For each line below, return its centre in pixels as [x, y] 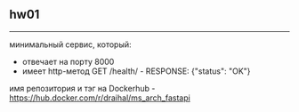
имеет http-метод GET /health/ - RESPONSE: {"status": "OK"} [136, 71]
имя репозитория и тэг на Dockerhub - [82, 88]
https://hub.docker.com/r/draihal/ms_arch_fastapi [100, 98]
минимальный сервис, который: [70, 44]
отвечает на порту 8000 [68, 61]
